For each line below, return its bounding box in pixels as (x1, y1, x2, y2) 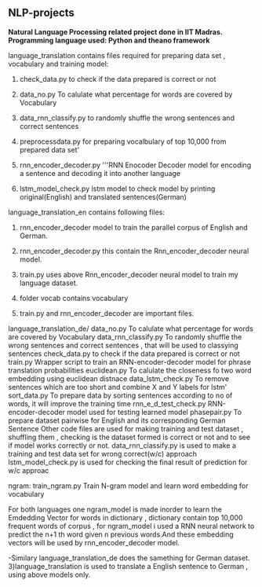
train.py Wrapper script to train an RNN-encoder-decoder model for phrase (8, 357, 251, 366)
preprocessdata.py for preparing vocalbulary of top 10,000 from (19, 137, 227, 146)
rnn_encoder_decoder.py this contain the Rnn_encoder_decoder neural (19, 246, 249, 255)
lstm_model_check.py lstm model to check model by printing (19, 184, 216, 193)
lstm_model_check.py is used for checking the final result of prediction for (8, 457, 248, 467)
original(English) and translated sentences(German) (19, 192, 187, 201)
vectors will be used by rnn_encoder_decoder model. (8, 537, 180, 547)
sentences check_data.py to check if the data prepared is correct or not (8, 349, 241, 358)
